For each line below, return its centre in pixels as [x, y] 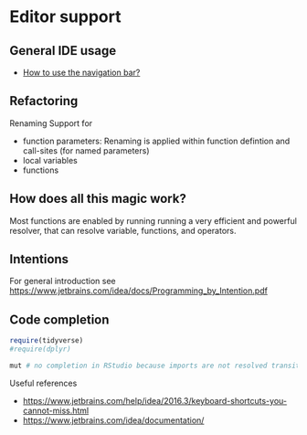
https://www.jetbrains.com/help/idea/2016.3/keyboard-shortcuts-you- [155, 400]
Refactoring [44, 101]
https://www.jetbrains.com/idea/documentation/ [113, 420]
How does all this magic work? [98, 199]
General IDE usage [63, 51]
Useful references [43, 383]
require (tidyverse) [47, 341]
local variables [50, 160]
